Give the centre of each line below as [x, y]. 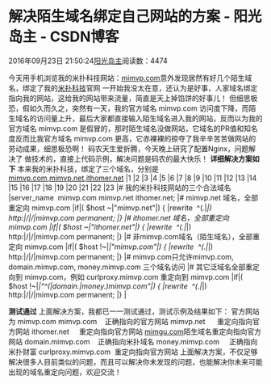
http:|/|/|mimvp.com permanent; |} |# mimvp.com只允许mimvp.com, [121, 256]
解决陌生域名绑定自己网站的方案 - [119, 17]
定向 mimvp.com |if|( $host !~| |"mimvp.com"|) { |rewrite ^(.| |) [111, 247]
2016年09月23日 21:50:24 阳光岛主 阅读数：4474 [88, 61]
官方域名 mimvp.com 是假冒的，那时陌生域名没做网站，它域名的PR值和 [126, 128]
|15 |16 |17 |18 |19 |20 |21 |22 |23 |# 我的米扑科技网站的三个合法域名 [120, 188]
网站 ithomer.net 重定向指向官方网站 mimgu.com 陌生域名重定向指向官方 [138, 331]
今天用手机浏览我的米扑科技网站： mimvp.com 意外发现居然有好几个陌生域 [130, 78]
